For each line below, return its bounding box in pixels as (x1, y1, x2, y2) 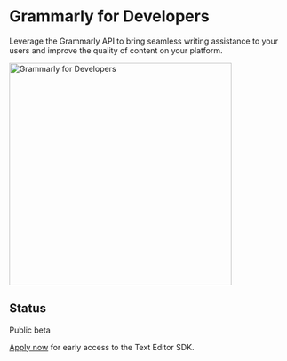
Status (9, 301, 47, 317)
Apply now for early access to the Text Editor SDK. (9, 341, 195, 352)
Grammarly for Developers (9, 6, 211, 27)
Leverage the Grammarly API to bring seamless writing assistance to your (9, 36, 279, 46)
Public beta (9, 325, 51, 335)
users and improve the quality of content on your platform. (9, 44, 223, 55)
